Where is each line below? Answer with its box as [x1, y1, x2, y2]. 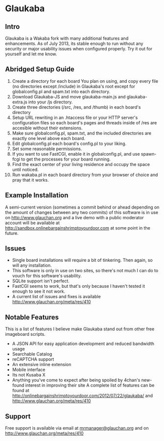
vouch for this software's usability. [12, 273, 82, 279]
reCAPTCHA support [12, 356, 54, 362]
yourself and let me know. [5, 51, 57, 57]
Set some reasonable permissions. [12, 145, 82, 152]
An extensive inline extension [12, 362, 71, 368]
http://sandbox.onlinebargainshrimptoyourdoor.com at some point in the [5, 225, 151, 231]
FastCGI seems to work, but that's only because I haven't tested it [12, 283, 145, 289]
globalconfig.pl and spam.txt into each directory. [12, 89, 111, 94]
